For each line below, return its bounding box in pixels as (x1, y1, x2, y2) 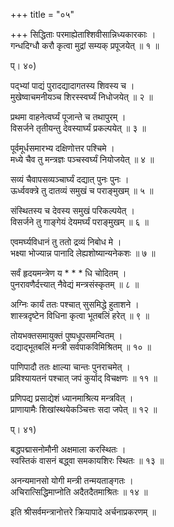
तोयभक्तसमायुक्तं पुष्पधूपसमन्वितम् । (10, 330, 123, 341)
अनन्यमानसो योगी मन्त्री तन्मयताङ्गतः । (10, 475, 134, 486)
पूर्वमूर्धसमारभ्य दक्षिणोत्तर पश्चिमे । (10, 142, 115, 154)
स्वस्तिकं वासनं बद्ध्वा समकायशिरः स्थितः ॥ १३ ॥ (10, 455, 165, 466)
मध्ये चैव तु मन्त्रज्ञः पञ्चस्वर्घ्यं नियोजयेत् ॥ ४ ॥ (10, 154, 155, 165)
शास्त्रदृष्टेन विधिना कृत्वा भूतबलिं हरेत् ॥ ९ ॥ (10, 310, 150, 321)
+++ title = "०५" (10, 9, 75, 20)
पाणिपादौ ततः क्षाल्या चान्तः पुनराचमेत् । (10, 361, 131, 373)
